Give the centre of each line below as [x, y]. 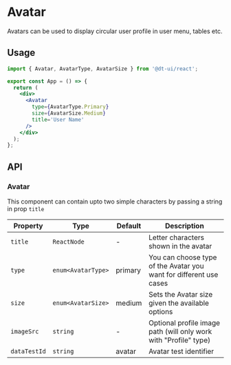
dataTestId [28, 351]
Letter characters [177, 237]
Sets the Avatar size [181, 294]
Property [28, 226]
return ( [26, 88]
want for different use [184, 275]
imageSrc [25, 331]
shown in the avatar [180, 246]
